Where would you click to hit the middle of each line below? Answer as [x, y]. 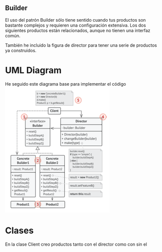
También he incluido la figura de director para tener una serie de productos [81, 45]
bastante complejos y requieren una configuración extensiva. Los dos [76, 25]
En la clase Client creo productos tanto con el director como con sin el [76, 244]
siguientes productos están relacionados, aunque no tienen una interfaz [78, 30]
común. [13, 35]
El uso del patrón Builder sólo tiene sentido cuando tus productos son [76, 20]
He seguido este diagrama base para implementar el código [66, 84]
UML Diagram [33, 70]
